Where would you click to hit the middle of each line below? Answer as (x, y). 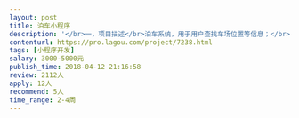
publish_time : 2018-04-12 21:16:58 (75, 67)
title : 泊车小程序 (40, 26)
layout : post (33, 17)
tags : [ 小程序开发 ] (42, 51)
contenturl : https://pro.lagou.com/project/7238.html (111, 42)
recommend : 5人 (36, 91)
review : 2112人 (36, 75)
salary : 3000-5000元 (47, 59)
